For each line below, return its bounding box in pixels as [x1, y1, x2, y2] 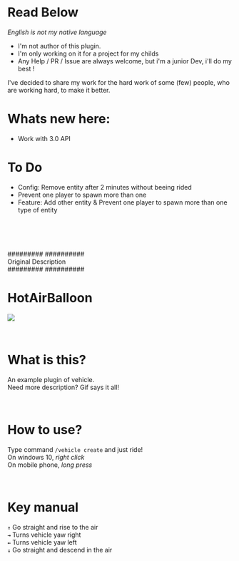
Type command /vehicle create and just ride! [7, 445, 143, 453]
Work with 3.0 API [17, 134, 71, 143]
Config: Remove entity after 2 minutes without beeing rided [17, 182, 193, 191]
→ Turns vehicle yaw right [7, 530, 81, 539]
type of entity [17, 205, 58, 214]
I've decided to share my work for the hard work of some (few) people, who [7, 78, 230, 86]
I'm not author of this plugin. [17, 41, 101, 50]
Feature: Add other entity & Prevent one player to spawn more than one [17, 197, 228, 207]
